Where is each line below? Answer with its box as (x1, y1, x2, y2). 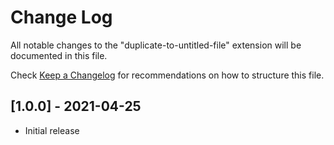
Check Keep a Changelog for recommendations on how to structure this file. (10, 69, 325, 81)
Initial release (24, 124, 80, 136)
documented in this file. (10, 49, 108, 61)
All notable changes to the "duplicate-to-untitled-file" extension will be (10, 39, 302, 51)
